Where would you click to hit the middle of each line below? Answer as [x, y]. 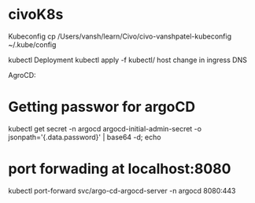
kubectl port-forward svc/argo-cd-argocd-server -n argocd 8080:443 [122, 190]
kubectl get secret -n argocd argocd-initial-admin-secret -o [105, 128]
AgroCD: [22, 75]
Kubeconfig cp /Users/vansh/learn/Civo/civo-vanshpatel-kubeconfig [120, 36]
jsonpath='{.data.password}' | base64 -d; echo [85, 137]
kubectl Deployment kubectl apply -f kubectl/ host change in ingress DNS [128, 60]
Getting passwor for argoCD [102, 107]
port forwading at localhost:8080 [120, 169]
